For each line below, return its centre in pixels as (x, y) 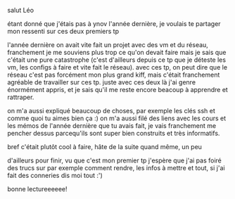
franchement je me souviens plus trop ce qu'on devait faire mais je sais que (117, 52)
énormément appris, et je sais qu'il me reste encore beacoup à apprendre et (118, 90)
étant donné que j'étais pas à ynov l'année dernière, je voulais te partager (114, 24)
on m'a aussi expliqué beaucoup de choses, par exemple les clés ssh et (112, 111)
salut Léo (20, 10)
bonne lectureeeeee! (38, 189)
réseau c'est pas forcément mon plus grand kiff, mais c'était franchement (114, 75)
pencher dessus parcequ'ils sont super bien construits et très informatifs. (114, 133)
